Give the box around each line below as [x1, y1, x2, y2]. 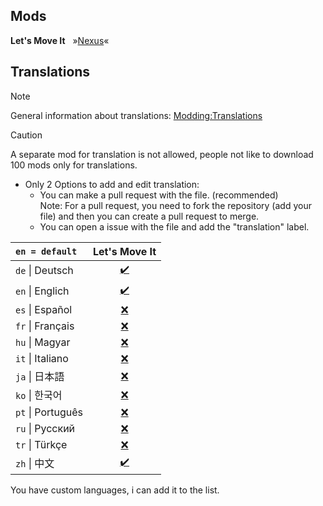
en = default [15, 245, 78, 257]
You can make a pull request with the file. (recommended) [39, 189, 279, 201]
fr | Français [15, 319, 75, 333]
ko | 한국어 [15, 388, 63, 402]
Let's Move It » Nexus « [10, 34, 110, 46]
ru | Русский [15, 421, 76, 435]
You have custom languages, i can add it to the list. [10, 484, 220, 496]
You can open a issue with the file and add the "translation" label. [39, 220, 310, 233]
